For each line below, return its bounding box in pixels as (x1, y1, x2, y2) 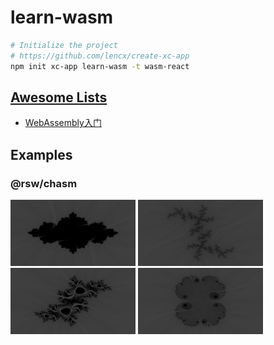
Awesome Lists (10, 89, 108, 106)
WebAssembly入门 (24, 117, 102, 129)
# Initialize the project (10, 40, 118, 50)
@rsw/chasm (10, 176, 78, 190)
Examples (10, 146, 73, 163)
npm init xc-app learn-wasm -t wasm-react (10, 61, 190, 71)
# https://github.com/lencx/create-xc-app (10, 51, 190, 61)
